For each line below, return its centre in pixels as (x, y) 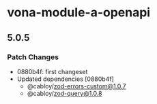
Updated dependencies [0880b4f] (65, 79)
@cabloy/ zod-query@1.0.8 (65, 93)
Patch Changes (33, 57)
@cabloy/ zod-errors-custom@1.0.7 (76, 86)
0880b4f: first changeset (52, 71)
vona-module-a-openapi (79, 13)
